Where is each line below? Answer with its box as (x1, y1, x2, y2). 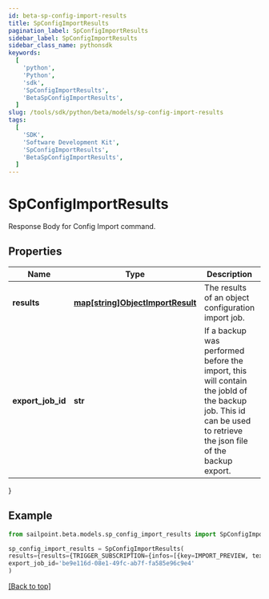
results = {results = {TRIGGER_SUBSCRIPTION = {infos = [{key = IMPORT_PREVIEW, (8, 552, 249, 561)
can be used (203, 415, 251, 426)
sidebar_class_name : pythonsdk (8, 42, 113, 50)
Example (8, 509, 53, 523)
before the (203, 355, 244, 366)
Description (207, 268, 252, 279)
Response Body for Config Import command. (8, 222, 156, 231)
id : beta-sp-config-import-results (8, 11, 127, 20)
